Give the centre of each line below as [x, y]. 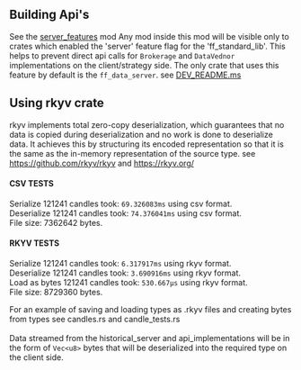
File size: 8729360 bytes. [56, 293]
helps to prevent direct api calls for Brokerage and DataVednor [122, 55]
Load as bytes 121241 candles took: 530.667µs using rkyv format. [129, 283]
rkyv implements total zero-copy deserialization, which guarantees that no [147, 124]
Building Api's [49, 15]
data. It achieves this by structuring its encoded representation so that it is [147, 144]
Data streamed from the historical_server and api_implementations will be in [150, 338]
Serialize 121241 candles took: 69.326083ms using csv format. [121, 203]
